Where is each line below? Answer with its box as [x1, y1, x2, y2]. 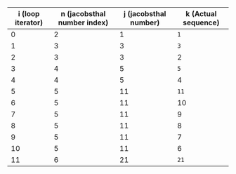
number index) [58, 18, 109, 27]
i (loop [18, 9, 40, 18]
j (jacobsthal [124, 9, 166, 18]
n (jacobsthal [60, 9, 106, 18]
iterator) [15, 18, 44, 27]
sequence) [182, 18, 220, 27]
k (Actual [185, 9, 217, 18]
